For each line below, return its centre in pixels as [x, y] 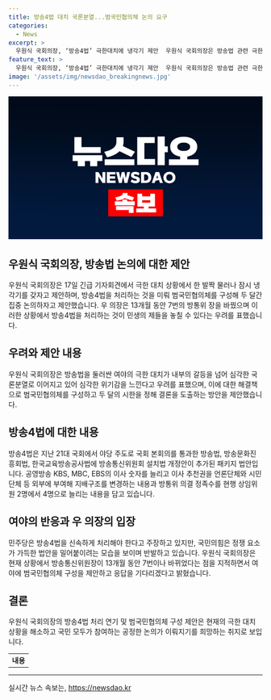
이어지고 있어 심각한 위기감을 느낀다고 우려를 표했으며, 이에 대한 [136, 384]
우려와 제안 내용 [45, 353]
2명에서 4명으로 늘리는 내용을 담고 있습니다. [85, 493]
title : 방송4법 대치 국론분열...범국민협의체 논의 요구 [88, 17]
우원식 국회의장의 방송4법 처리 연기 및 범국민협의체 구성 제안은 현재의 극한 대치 [132, 622]
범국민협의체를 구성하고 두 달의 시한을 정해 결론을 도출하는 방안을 [125, 394]
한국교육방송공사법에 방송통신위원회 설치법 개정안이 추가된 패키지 [134, 463]
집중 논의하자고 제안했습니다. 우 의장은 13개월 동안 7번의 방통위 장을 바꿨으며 [129, 305]
